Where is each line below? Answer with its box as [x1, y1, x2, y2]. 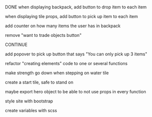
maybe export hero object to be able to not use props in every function [5, 89, 146, 94]
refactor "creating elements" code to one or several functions [5, 61, 128, 66]
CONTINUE [5, 42, 28, 48]
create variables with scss [5, 108, 57, 113]
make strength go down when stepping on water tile [5, 70, 109, 76]
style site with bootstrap [5, 98, 53, 104]
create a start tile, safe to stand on [5, 80, 74, 85]
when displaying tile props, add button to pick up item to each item [5, 14, 138, 19]
